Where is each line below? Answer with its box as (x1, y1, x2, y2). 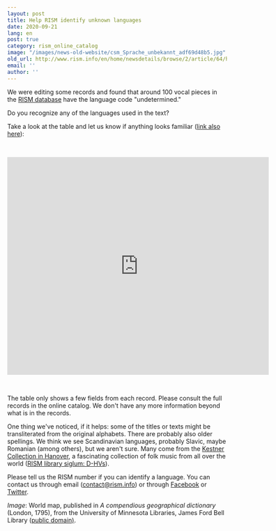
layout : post (7, 10, 45, 17)
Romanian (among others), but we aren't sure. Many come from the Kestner (7, 444, 224, 453)
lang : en (7, 29, 33, 37)
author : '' (7, 68, 39, 75)
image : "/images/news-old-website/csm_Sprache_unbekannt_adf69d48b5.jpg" (7, 49, 227, 56)
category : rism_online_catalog (7, 43, 98, 49)
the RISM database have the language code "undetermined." (7, 95, 181, 103)
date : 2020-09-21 (7, 23, 58, 30)
